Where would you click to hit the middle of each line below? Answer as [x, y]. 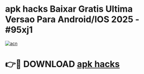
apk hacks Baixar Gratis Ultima [69, 9]
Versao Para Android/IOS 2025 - [72, 19]
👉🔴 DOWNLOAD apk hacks [62, 64]
